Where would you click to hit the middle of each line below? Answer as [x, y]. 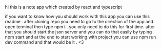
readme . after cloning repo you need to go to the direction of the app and [79, 22]
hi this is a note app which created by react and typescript [63, 7]
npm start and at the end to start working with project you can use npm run [80, 37]
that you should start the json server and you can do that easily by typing [79, 32]
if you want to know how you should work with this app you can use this [78, 16]
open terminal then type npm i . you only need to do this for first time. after [80, 27]
